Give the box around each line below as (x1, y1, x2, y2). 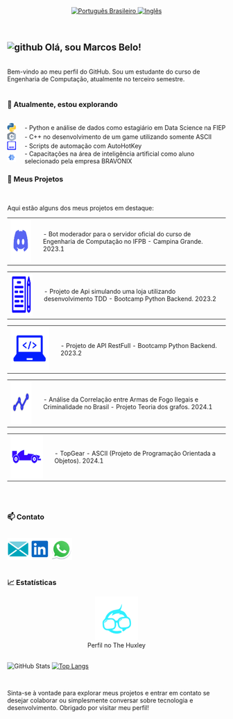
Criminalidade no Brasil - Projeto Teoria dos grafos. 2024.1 (42, 402, 213, 411)
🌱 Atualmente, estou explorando (7, 99, 118, 109)
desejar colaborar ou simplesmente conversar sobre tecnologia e (7, 696, 193, 704)
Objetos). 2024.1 (54, 456, 104, 465)
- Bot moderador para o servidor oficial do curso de (42, 229, 191, 238)
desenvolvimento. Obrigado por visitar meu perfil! (7, 703, 149, 711)
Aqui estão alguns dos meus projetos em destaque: (7, 204, 155, 212)
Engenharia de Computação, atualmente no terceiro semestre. (7, 74, 185, 83)
